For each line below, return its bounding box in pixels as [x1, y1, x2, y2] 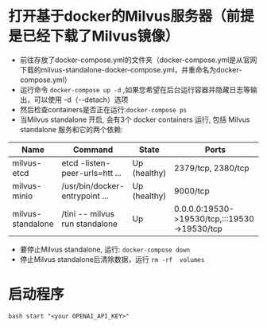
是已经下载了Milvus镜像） [8, 27, 180, 45]
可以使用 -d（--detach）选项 [33, 95, 129, 104]
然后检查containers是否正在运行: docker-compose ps [19, 104, 188, 114]
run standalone [61, 218, 118, 229]
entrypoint [61, 190, 101, 201]
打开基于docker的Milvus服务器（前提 [8, 7, 254, 25]
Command [72, 144, 114, 155]
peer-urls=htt [61, 167, 114, 178]
